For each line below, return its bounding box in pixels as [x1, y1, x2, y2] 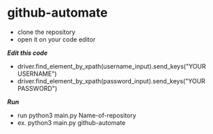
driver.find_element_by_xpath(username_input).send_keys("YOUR [17, 62, 207, 70]
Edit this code [7, 49, 48, 57]
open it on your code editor [17, 35, 96, 43]
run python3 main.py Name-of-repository [17, 111, 136, 119]
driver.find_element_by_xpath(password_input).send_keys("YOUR [17, 76, 205, 85]
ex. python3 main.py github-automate [17, 118, 126, 126]
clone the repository [17, 28, 76, 36]
